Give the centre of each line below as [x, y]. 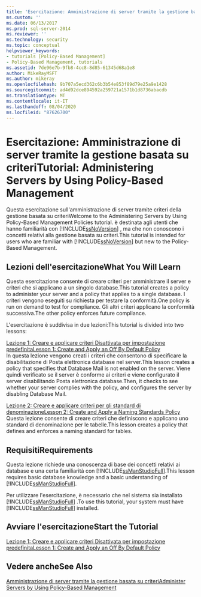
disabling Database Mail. [36, 394]
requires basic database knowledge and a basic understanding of [87, 477]
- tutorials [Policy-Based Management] [56, 56]
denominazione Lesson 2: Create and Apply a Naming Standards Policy [93, 412]
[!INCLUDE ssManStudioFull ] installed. [53, 508]
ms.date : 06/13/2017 [32, 23]
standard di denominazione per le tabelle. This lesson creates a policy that [97, 425]
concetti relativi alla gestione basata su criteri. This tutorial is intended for [96, 235]
